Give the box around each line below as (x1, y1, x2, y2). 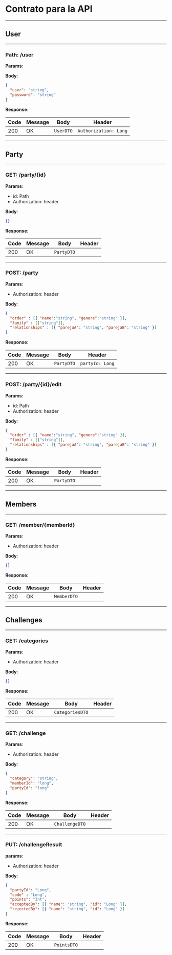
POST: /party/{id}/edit (5, 381, 62, 388)
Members (5, 500, 37, 509)
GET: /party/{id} (5, 171, 47, 179)
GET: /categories (5, 637, 49, 644)
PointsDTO (54, 942, 78, 948)
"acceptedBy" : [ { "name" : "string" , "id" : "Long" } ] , (10, 902, 127, 907)
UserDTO (54, 128, 73, 133)
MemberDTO (54, 594, 78, 599)
